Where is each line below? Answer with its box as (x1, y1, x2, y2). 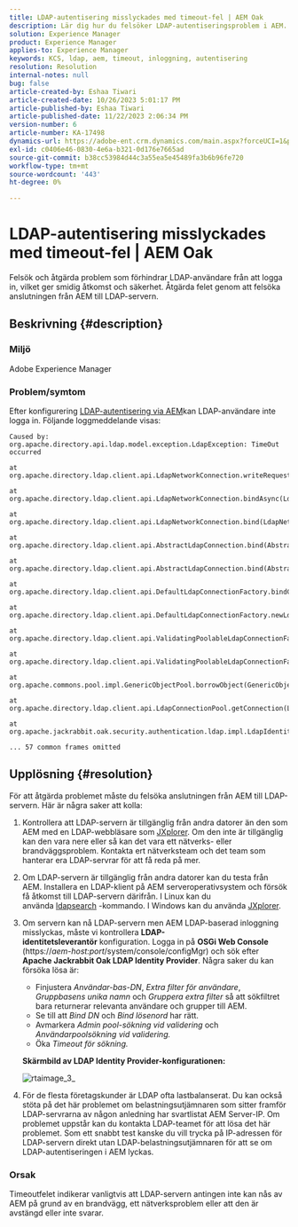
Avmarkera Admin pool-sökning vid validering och (35, 1019, 219, 1030)
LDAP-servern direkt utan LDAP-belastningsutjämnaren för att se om (21, 1137, 272, 1147)
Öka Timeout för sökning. (35, 1038, 129, 1049)
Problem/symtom (9, 385, 86, 397)
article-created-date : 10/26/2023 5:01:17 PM (9, 95, 180, 105)
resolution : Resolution (9, 63, 98, 72)
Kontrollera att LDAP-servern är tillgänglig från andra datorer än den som (21, 817, 288, 828)
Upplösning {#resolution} (9, 767, 153, 782)
